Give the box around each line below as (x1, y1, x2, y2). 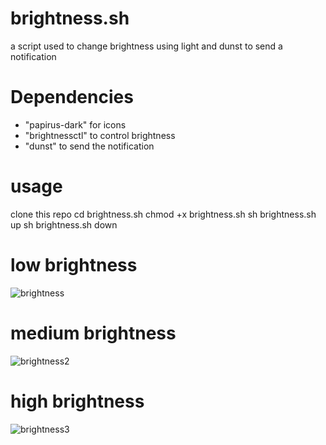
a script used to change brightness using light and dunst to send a (10, 40, 283, 52)
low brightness (10, 254, 138, 276)
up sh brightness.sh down (10, 218, 118, 231)
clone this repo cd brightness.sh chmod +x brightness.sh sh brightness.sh (10, 208, 317, 220)
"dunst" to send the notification (24, 140, 155, 152)
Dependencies (10, 86, 134, 109)
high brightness (10, 390, 145, 412)
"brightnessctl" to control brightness (24, 129, 176, 141)
